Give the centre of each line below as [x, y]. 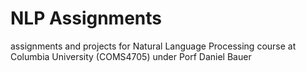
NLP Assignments [86, 18]
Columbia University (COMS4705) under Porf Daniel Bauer [131, 56]
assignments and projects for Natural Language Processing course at [153, 46]
